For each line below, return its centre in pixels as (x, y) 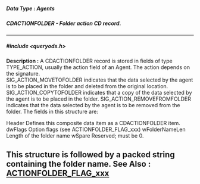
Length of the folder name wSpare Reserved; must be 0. (75, 136)
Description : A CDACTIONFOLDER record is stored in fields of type (89, 61)
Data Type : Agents (31, 8)
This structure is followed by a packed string (90, 155)
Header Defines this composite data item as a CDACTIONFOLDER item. (93, 123)
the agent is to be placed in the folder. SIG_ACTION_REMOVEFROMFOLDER (99, 99)
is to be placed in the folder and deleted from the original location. (87, 86)
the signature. (23, 74)
